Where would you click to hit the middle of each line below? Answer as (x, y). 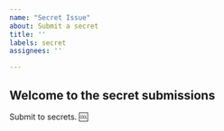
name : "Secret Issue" (50, 17)
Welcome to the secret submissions (112, 95)
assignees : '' (36, 51)
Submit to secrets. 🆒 (49, 117)
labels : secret (38, 43)
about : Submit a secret (54, 26)
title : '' (28, 34)
